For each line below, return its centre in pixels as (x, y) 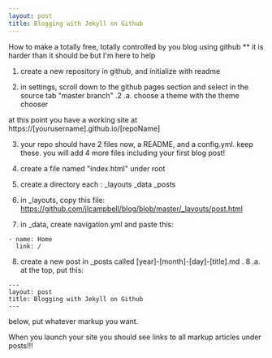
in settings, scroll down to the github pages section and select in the (134, 87)
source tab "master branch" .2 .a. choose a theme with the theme (130, 95)
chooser (34, 104)
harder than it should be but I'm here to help (82, 55)
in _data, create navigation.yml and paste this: (97, 224)
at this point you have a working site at (73, 119)
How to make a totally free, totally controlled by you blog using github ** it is (136, 46)
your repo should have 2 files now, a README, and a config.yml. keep (137, 144)
